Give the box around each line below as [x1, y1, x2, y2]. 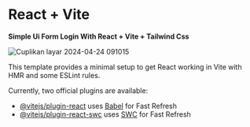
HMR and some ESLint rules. [8, 70, 101, 80]
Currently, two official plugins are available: [8, 85, 149, 95]
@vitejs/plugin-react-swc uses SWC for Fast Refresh [19, 109, 191, 119]
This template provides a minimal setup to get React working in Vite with [8, 62, 242, 72]
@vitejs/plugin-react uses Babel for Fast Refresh [19, 101, 178, 110]
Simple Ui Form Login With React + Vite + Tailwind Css [8, 32, 189, 41]
